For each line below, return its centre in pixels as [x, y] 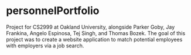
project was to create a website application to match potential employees [94, 39]
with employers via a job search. [45, 46]
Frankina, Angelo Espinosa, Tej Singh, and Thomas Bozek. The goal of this [96, 33]
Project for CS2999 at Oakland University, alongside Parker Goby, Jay [91, 27]
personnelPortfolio [53, 11]
